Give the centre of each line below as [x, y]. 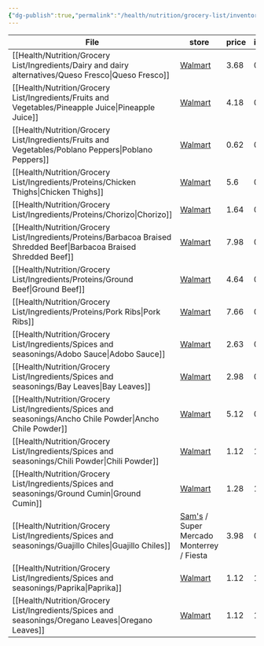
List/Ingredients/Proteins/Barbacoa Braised [92, 237]
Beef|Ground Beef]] [49, 289]
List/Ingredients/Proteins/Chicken [74, 182]
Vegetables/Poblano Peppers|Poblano [82, 149]
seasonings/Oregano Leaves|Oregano [82, 620]
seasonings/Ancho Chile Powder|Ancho [86, 419]
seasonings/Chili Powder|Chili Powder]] [86, 461]
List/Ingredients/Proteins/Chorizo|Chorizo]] [92, 215]
